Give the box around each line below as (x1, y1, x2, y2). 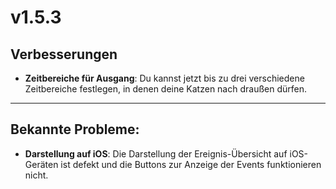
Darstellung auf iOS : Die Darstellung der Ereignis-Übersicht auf (24, 147, 288, 160)
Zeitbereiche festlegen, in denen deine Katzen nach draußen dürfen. (24, 83, 308, 95)
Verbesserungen (10, 46, 118, 63)
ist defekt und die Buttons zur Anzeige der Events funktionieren (60, 158, 322, 170)
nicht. (24, 169, 49, 181)
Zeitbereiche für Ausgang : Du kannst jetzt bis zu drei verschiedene (24, 72, 305, 84)
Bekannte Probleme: (10, 121, 140, 138)
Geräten (24, 158, 59, 170)
